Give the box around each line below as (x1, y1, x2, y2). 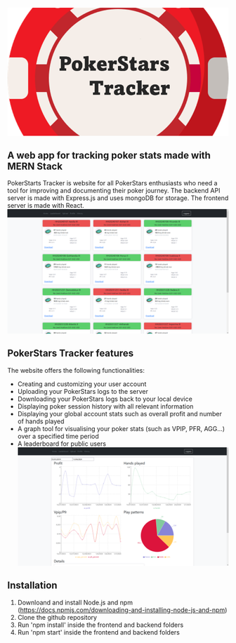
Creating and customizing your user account (17, 380, 147, 388)
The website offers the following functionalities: (7, 366, 145, 374)
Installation (7, 580, 58, 592)
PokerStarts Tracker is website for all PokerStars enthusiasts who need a (7, 179, 218, 187)
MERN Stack (7, 160, 63, 172)
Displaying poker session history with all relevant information (17, 402, 194, 411)
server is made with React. (7, 201, 84, 210)
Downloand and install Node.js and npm (17, 598, 133, 606)
